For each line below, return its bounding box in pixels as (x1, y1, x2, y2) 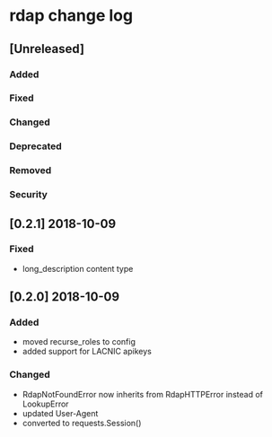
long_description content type (22, 263, 134, 274)
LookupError (22, 398, 69, 409)
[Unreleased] (9, 41, 85, 57)
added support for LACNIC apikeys (22, 346, 153, 357)
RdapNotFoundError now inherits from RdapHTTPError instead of (22, 389, 263, 399)
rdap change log (9, 5, 133, 26)
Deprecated (9, 140, 63, 153)
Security (9, 188, 48, 201)
